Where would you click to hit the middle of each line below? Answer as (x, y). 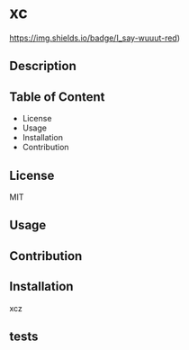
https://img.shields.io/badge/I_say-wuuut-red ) (95, 38)
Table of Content (57, 97)
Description (43, 66)
